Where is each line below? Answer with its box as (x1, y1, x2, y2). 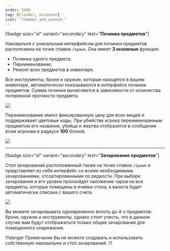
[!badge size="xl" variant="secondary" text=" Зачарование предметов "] (5, 152, 159, 159)
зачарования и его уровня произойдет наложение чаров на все (5, 178, 143, 184)
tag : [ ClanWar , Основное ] (5, 12, 60, 17)
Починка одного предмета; (12, 56, 72, 62)
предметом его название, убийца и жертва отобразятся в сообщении (5, 123, 157, 129)
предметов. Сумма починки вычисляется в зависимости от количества (5, 87, 161, 93)
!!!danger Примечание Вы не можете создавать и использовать (5, 235, 143, 241)
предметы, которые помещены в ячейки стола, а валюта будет (5, 184, 142, 190)
